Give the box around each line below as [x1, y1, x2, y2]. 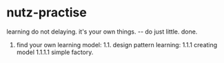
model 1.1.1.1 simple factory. [16, 48, 94, 56]
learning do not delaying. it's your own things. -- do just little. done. [6, 27, 198, 36]
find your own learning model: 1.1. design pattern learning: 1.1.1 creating [16, 40, 218, 49]
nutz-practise [6, 5, 87, 21]
